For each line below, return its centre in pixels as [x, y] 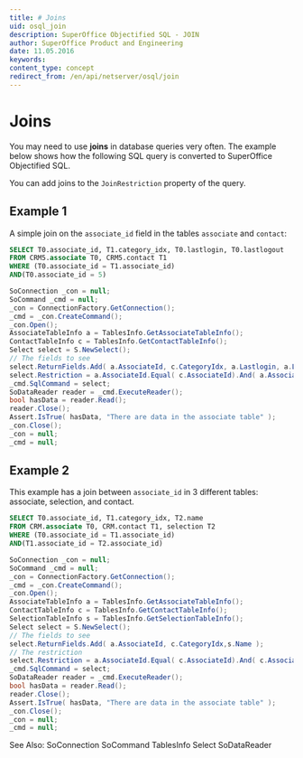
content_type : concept [52, 69]
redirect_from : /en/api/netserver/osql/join [94, 77]
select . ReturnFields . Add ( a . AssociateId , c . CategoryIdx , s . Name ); [137, 644]
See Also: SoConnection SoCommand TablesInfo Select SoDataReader [141, 745]
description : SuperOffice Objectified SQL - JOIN [105, 34]
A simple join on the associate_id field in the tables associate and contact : [148, 233]
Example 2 [39, 471]
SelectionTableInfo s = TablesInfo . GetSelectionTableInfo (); [127, 619]
